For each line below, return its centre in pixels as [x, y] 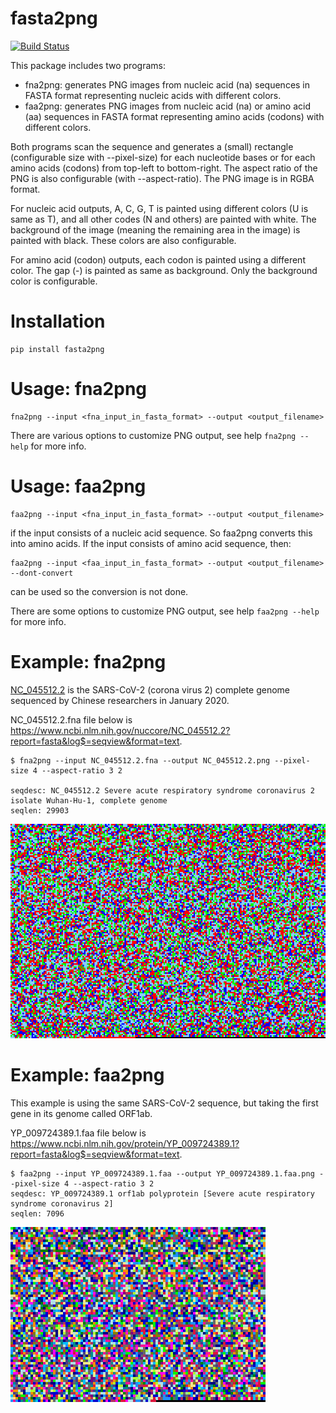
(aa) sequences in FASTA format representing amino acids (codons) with [174, 116]
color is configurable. [54, 281]
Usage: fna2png [79, 389]
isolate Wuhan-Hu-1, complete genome [89, 800]
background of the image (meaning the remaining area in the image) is [155, 229]
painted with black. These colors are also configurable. [123, 240]
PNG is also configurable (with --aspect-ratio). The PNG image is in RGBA [162, 178]
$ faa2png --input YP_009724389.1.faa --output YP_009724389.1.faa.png [162, 1173]
